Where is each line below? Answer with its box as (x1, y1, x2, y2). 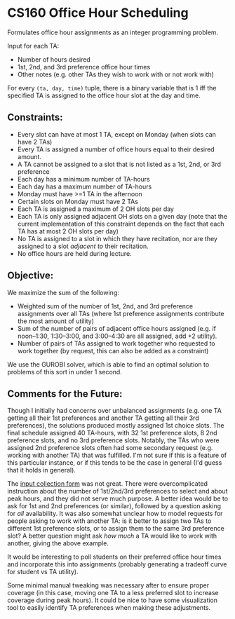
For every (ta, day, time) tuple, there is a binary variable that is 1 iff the (7, 83, 217, 92)
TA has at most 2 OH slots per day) (17, 226, 119, 236)
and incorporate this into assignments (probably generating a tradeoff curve (7, 560, 227, 569)
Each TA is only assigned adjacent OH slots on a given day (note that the (17, 212, 228, 220)
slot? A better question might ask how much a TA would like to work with (7, 531, 217, 540)
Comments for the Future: (7, 388, 123, 400)
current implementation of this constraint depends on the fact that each (17, 219, 224, 228)
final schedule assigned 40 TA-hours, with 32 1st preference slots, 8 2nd (7, 429, 217, 437)
